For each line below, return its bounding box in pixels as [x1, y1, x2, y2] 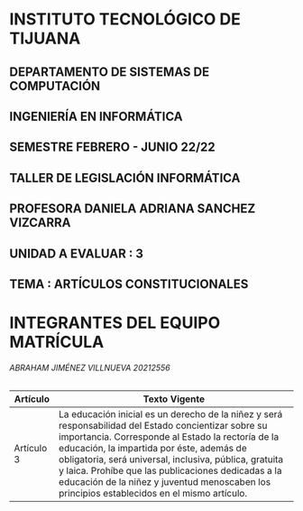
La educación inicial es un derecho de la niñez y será [58, 408, 283, 421]
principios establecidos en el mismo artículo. [58, 488, 248, 500]
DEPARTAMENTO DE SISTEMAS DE [9, 64, 210, 79]
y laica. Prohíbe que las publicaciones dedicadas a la [58, 465, 282, 478]
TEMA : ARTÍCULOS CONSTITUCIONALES [9, 276, 249, 292]
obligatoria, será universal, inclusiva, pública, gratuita [58, 453, 284, 466]
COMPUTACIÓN [9, 78, 101, 94]
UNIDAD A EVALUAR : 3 [9, 246, 144, 261]
